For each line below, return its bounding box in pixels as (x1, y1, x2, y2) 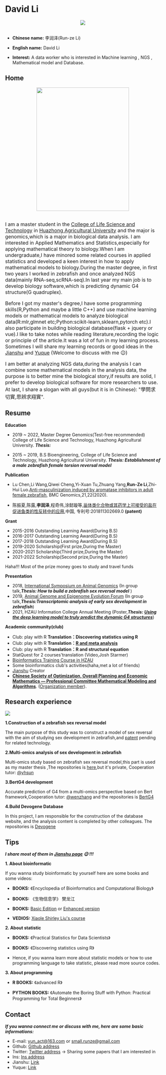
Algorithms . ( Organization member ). (12, 683, 87, 689)
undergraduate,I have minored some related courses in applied (5, 251, 151, 258)
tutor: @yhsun (5, 770, 34, 776)
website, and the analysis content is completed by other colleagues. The (5, 819, 152, 825)
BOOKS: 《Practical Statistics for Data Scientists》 (12, 935, 111, 941)
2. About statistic (5, 925, 41, 931)
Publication (5, 472, 29, 478)
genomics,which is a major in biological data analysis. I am (5, 233, 141, 240)
